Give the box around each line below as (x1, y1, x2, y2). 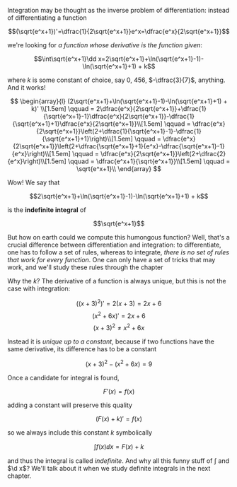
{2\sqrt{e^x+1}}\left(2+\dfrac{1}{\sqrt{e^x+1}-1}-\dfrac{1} (36, 127, 202, 135)
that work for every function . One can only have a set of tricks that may (7, 256, 216, 264)
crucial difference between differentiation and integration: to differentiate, (7, 240, 221, 249)
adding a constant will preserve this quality (7, 401, 133, 409)
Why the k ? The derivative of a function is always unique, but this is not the (7, 277, 226, 285)
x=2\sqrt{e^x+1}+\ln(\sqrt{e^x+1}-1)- (98, 54, 204, 63)
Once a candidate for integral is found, (7, 373, 120, 382)
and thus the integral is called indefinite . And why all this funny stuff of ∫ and (7, 456, 230, 465)
